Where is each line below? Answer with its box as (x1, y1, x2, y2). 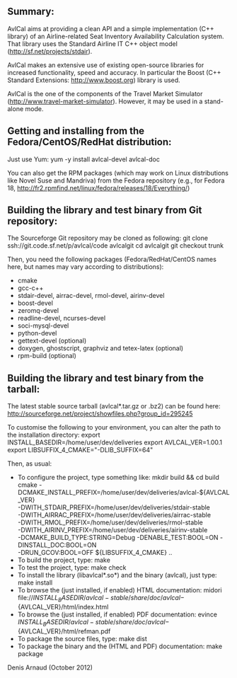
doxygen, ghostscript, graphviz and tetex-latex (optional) (17, 344, 184, 352)
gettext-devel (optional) (17, 336, 87, 345)
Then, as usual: (7, 459, 52, 468)
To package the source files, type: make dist (17, 634, 147, 643)
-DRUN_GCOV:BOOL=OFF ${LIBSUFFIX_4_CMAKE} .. (17, 548, 173, 557)
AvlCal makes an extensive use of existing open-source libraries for (7, 60, 204, 69)
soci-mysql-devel (17, 321, 69, 330)
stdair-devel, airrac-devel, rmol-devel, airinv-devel (17, 292, 165, 300)
